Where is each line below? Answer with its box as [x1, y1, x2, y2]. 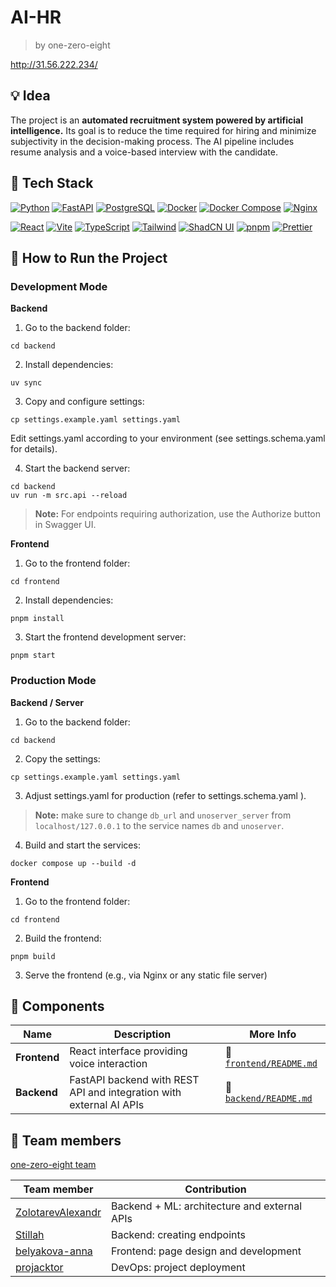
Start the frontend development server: [24, 631, 187, 643]
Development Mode [10, 279, 108, 293]
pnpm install [10, 614, 65, 624]
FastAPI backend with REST [69, 1073, 200, 1087]
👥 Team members [10, 1132, 122, 1149]
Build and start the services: [24, 839, 141, 851]
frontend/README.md [224, 1058, 318, 1070]
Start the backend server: [24, 462, 131, 475]
